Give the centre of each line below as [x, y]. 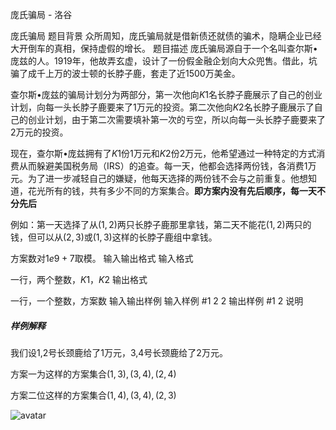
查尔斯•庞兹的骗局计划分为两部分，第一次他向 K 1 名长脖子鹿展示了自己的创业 [166, 94]
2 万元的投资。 [39, 132]
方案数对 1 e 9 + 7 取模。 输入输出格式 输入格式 [102, 258]
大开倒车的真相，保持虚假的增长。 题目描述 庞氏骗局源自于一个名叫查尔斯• [164, 48]
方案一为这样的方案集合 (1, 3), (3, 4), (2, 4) [93, 374]
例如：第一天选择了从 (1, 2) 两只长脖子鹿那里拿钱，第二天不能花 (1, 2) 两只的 [161, 224]
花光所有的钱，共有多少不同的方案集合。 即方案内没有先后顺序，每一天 [172, 191]
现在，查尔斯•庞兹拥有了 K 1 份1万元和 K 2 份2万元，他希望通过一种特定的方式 [163, 153]
